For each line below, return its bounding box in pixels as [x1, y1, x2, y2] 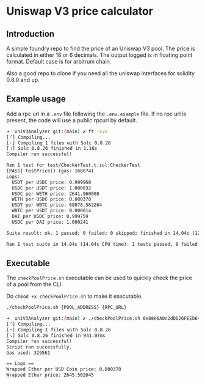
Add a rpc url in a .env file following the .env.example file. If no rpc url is [6, 110, 187, 117]
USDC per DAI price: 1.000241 [12, 219, 88, 225]
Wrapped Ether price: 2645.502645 [6, 372, 95, 378]
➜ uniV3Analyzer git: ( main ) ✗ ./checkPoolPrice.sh [6, 316, 140, 322]
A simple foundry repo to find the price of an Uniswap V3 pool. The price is [6, 45, 195, 52]
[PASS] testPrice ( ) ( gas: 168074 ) [6, 168, 95, 174]
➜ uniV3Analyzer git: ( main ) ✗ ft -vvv [6, 128, 108, 135]
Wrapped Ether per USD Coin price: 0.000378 [6, 366, 121, 372]
